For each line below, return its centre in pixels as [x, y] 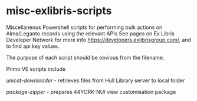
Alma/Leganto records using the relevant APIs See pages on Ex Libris [91, 33]
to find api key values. [33, 46]
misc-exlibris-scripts [59, 11]
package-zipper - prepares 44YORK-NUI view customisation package [91, 92]
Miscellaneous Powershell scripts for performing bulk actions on [84, 27]
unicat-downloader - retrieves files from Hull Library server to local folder [96, 80]
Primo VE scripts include [36, 69]
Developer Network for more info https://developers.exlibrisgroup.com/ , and [99, 40]
